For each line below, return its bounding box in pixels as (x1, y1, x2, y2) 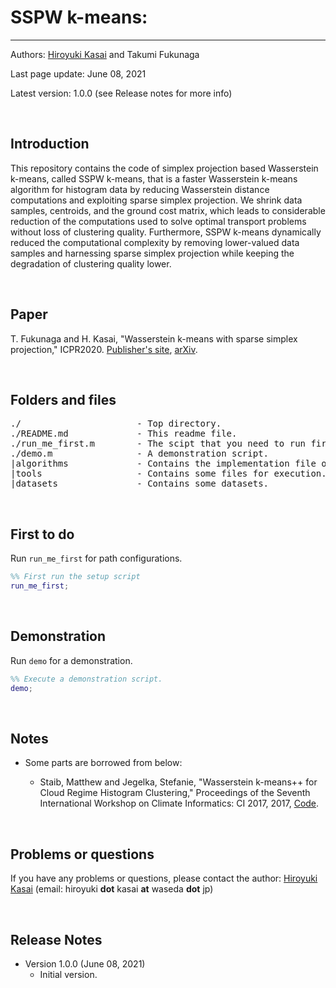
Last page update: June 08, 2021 (10, 67, 147, 80)
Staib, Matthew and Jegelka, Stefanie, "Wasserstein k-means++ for (39, 776, 318, 788)
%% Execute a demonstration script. (10, 674, 163, 684)
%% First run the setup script (10, 572, 141, 582)
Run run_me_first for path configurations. (10, 552, 183, 565)
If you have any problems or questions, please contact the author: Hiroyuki (10, 872, 318, 885)
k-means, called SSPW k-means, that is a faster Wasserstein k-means (10, 172, 298, 185)
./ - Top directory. (10, 418, 222, 430)
